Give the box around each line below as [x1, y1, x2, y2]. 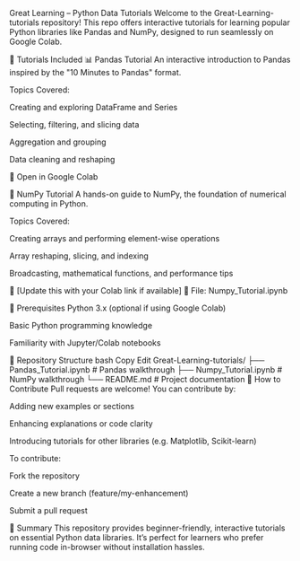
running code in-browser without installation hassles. [9, 542, 205, 552]
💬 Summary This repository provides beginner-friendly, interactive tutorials [9, 522, 286, 533]
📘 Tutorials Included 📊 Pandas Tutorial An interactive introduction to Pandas [9, 54, 291, 65]
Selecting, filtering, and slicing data [9, 119, 140, 129]
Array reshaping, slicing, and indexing [9, 250, 150, 261]
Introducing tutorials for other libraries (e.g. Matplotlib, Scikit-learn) [9, 435, 257, 446]
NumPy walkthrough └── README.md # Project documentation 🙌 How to [9, 374, 281, 384]
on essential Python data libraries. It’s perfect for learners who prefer [9, 532, 264, 542]
